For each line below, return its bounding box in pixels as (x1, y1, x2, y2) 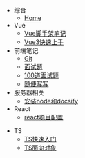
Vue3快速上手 (23, 38, 64, 46)
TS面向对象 (23, 144, 57, 152)
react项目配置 (23, 113, 64, 121)
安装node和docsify (23, 97, 78, 105)
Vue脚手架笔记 (23, 30, 66, 37)
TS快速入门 (23, 135, 57, 143)
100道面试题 (23, 71, 59, 79)
